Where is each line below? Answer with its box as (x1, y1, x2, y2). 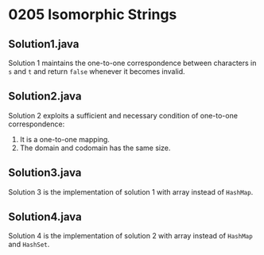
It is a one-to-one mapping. (19, 134, 110, 144)
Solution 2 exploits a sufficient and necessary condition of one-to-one (8, 110, 239, 120)
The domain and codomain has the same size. (19, 143, 171, 153)
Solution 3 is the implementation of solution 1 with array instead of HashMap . (8, 187, 254, 196)
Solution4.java (8, 211, 82, 224)
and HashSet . (8, 240, 50, 249)
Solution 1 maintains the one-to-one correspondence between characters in (8, 58, 257, 68)
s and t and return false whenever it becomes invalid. (8, 67, 185, 76)
